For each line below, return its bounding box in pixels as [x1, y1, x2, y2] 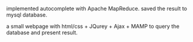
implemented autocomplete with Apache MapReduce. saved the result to [6, 5, 188, 12]
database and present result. [6, 29, 78, 36]
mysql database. [6, 11, 48, 18]
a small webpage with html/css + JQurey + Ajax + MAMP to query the [6, 23, 180, 30]
